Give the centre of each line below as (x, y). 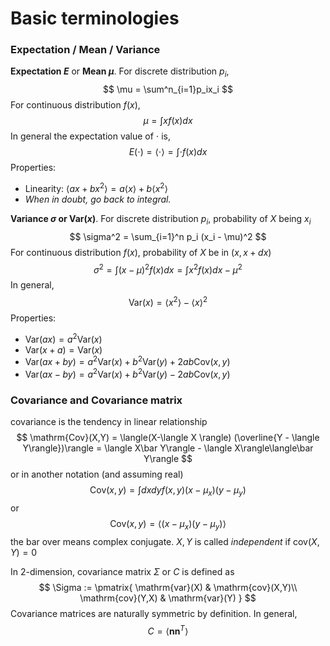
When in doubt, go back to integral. (98, 199)
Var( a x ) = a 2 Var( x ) (63, 338)
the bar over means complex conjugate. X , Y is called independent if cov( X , (165, 541)
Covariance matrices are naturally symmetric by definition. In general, (154, 613)
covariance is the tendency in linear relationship (109, 422)
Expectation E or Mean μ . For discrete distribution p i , (120, 72)
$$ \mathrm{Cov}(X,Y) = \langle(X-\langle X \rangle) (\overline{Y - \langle (168, 438)
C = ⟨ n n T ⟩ (168, 630)
